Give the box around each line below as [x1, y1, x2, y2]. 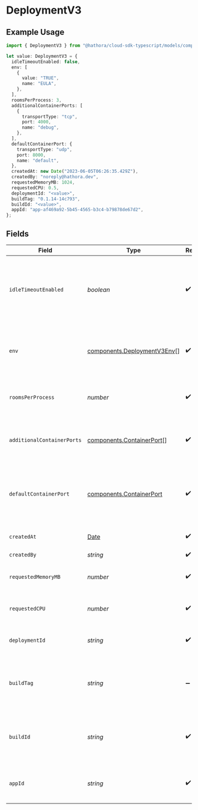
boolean [87, 286, 110, 294]
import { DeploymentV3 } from [6, 42, 81, 48]
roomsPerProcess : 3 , [11, 97, 62, 103]
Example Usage [6, 27, 65, 37]
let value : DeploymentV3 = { [6, 53, 78, 59]
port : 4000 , [21, 119, 51, 125]
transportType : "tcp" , [21, 113, 78, 120]
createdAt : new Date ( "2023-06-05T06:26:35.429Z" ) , [11, 169, 138, 175]
